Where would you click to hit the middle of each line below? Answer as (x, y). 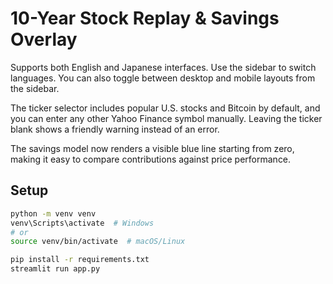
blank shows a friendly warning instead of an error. (115, 129)
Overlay (44, 39)
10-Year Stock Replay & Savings (145, 18)
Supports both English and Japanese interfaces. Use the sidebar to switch (163, 67)
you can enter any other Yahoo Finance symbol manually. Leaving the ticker (166, 118)
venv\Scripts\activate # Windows (82, 223)
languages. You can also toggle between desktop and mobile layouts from (163, 78)
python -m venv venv (53, 213)
